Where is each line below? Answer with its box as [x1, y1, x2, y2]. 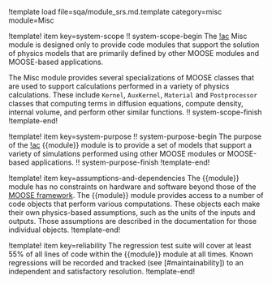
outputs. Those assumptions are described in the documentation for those [8, 217, 257, 226]
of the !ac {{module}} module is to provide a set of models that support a [8, 140, 252, 149]
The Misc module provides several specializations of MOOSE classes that [8, 73, 254, 82]
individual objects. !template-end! [8, 225, 121, 235]
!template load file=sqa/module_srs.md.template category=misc [8, 7, 222, 16]
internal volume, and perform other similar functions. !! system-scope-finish [8, 107, 262, 117]
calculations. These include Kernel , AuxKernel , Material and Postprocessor [8, 90, 258, 100]
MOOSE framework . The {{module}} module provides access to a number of [8, 191, 264, 200]
